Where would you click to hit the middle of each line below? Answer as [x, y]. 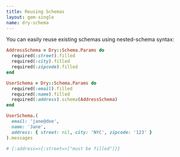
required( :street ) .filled [44, 56]
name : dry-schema [28, 23]
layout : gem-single [30, 17]
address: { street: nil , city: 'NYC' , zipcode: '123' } [82, 132]
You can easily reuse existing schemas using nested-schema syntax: [90, 40]
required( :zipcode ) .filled [45, 67]
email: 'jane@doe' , [36, 121]
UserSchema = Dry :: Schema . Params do [51, 83]
